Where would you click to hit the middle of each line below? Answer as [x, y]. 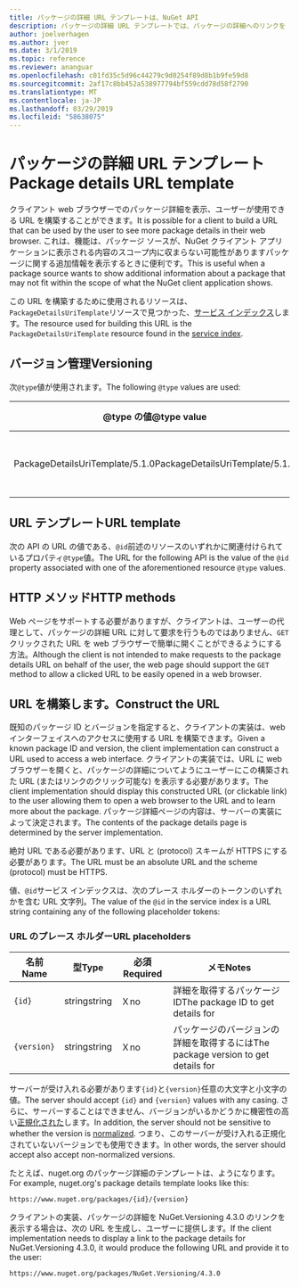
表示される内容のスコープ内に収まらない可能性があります [161, 252]
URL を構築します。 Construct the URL [114, 704]
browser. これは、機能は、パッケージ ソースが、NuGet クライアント [133, 241]
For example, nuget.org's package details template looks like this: [129, 1183]
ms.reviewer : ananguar [51, 68]
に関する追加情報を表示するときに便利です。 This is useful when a [145, 263]
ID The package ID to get [224, 1002]
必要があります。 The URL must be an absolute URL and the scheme [133, 862]
